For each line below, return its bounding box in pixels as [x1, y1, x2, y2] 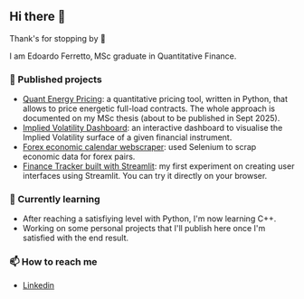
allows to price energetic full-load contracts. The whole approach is [22, 103, 276, 114]
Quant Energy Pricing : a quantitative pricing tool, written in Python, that [22, 94, 288, 105]
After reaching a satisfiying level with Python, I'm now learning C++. [22, 213, 277, 224]
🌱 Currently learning [9, 193, 100, 206]
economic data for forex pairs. [22, 151, 136, 163]
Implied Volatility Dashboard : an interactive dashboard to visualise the [22, 123, 283, 134]
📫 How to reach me [9, 256, 98, 268]
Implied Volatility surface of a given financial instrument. [22, 132, 233, 143]
